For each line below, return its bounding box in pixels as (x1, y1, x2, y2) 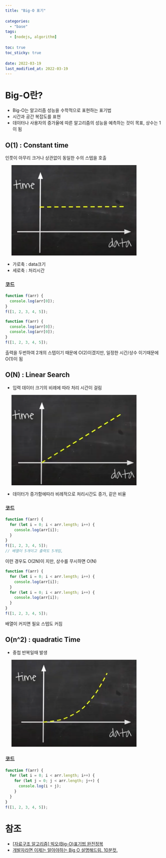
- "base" (9, 24, 28, 29)
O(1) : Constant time (5, 141, 69, 150)
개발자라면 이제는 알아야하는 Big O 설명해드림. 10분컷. (12, 847, 118, 853)
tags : (5, 29, 16, 35)
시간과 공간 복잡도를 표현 (12, 114, 61, 120)
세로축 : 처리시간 (12, 267, 45, 273)
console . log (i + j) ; (18, 783, 61, 789)
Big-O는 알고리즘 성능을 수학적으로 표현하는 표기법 (12, 108, 111, 114)
